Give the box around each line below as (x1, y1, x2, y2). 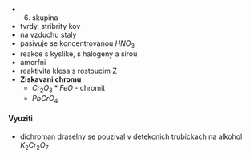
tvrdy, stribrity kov (19, 22, 81, 30)
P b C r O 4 (31, 93, 58, 105)
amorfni (19, 57, 46, 67)
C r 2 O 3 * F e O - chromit (31, 83, 106, 95)
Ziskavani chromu (19, 74, 82, 84)
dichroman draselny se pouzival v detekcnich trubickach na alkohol (19, 132, 243, 141)
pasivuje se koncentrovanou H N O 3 (19, 38, 135, 50)
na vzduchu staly (19, 30, 77, 39)
